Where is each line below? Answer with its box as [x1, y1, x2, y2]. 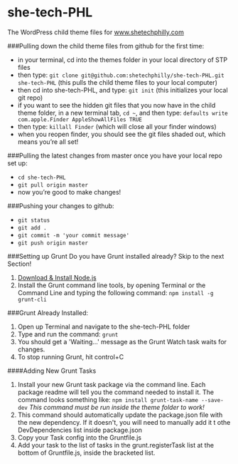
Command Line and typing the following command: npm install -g [17, 288, 214, 297]
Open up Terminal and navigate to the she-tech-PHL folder [17, 322, 190, 331]
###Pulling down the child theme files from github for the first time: [7, 41, 205, 50]
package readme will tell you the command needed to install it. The [17, 388, 215, 396]
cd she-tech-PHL [17, 174, 66, 181]
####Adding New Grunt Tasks [7, 366, 97, 375]
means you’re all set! [17, 137, 79, 146]
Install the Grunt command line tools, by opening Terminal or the [17, 281, 206, 289]
